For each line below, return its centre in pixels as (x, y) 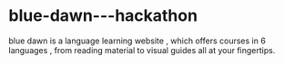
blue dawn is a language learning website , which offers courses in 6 (137, 41)
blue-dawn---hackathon (103, 16)
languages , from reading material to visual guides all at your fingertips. (142, 50)
